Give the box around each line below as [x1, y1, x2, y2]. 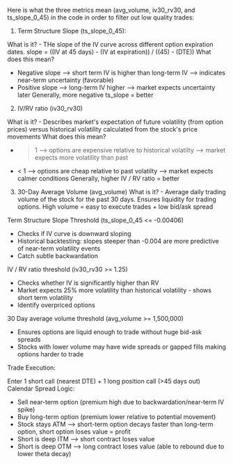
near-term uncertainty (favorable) [17, 76, 114, 84]
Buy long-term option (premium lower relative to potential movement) [17, 413, 216, 420]
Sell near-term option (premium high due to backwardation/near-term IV [17, 398, 225, 406]
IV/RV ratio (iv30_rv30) [17, 104, 83, 112]
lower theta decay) [17, 450, 72, 458]
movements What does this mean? [7, 132, 106, 141]
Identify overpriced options [17, 301, 95, 309]
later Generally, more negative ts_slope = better [17, 90, 154, 99]
